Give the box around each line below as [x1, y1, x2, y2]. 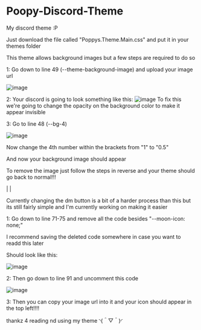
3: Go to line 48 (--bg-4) [6, 120, 68, 128]
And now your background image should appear [6, 155, 127, 163]
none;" [6, 221, 23, 228]
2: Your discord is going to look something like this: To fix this [6, 95, 182, 103]
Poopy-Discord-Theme [6, 4, 124, 18]
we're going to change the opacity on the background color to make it [6, 102, 180, 109]
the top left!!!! [6, 304, 40, 312]
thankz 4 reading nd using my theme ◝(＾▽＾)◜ [6, 317, 123, 324]
